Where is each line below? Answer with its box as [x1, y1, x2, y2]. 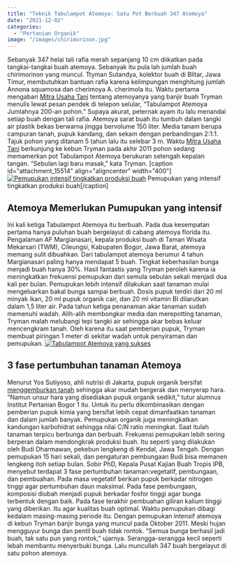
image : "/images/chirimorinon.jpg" [7, 36, 111, 43]
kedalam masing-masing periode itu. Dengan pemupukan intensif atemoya [7, 512, 222, 520]
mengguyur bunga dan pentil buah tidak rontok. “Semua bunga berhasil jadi [7, 526, 225, 535]
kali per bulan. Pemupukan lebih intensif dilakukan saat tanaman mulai [7, 280, 210, 288]
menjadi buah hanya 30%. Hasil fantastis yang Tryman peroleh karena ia [7, 265, 216, 273]
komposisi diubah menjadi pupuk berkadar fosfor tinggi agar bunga [7, 489, 201, 498]
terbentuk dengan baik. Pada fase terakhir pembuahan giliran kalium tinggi [7, 497, 222, 505]
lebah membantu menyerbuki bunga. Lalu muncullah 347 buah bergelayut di [7, 541, 227, 549]
